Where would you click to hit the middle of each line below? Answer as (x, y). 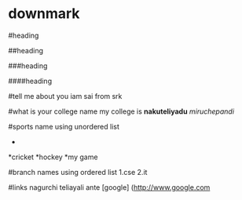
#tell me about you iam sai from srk (65, 96)
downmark (44, 14)
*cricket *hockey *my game (53, 157)
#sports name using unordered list (64, 126)
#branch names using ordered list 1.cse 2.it (78, 172)
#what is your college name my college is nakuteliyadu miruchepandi (121, 111)
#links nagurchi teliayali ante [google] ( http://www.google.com (109, 187)
